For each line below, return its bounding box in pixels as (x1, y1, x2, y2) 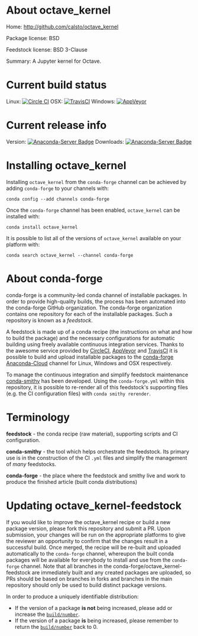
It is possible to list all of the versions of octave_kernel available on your (6, 234, 181, 241)
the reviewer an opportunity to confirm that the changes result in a (6, 537, 168, 544)
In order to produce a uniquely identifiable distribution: (6, 593, 139, 600)
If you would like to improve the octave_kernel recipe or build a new (6, 518, 171, 525)
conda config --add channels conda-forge (6, 196, 110, 202)
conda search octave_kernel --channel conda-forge (6, 252, 134, 258)
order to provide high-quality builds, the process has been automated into (6, 298, 186, 305)
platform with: (6, 241, 40, 248)
